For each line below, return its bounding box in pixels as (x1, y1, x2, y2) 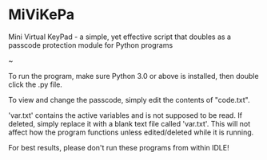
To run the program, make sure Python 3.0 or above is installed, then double (8, 71, 259, 80)
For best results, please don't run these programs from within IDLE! (8, 142, 229, 152)
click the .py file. (8, 80, 62, 89)
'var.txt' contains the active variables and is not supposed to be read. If (8, 110, 242, 120)
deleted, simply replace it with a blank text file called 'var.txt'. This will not (8, 119, 250, 128)
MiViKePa (8, 6, 74, 24)
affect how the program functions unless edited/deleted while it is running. (8, 127, 254, 137)
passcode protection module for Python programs (8, 40, 173, 49)
